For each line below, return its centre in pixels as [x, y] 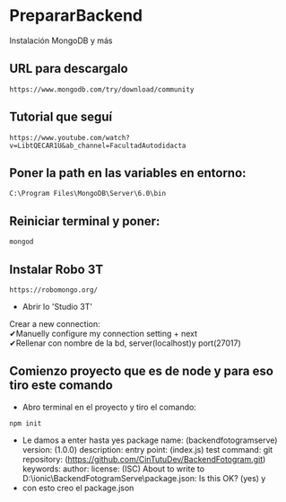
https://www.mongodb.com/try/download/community [102, 89]
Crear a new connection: [55, 324]
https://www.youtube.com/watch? [69, 137]
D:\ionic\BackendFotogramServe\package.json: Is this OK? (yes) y [144, 478]
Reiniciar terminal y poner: [85, 221]
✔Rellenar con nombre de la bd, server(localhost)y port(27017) [126, 343]
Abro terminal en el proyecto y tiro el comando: [109, 407]
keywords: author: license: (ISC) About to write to [113, 469]
